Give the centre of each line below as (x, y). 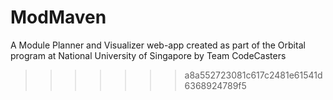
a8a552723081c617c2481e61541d (253, 75)
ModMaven (58, 17)
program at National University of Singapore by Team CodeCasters (148, 55)
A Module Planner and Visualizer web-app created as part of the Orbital (158, 45)
